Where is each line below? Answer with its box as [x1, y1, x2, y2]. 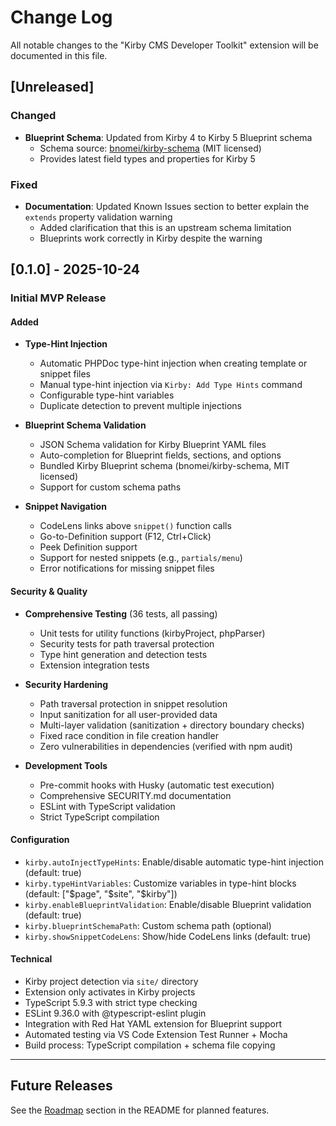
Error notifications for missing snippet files [39, 562, 215, 575]
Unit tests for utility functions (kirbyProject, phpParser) [39, 627, 266, 639]
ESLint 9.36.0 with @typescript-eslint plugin [24, 1007, 207, 1020]
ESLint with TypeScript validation [39, 800, 176, 812]
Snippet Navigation [24, 501, 107, 513]
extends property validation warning [24, 211, 173, 223]
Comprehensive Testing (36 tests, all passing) [24, 607, 218, 620]
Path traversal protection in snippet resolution [39, 697, 228, 710]
